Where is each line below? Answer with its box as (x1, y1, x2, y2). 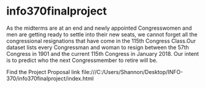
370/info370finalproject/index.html (6, 75, 94, 82)
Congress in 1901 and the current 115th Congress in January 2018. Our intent (6, 50, 199, 57)
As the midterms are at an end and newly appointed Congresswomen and (6, 24, 192, 32)
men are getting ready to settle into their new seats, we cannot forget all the (6, 30, 198, 38)
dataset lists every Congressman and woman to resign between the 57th (6, 44, 190, 51)
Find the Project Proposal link (6, 68, 81, 75)
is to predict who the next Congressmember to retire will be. (6, 56, 158, 64)
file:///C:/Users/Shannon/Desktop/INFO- (81, 68, 184, 75)
